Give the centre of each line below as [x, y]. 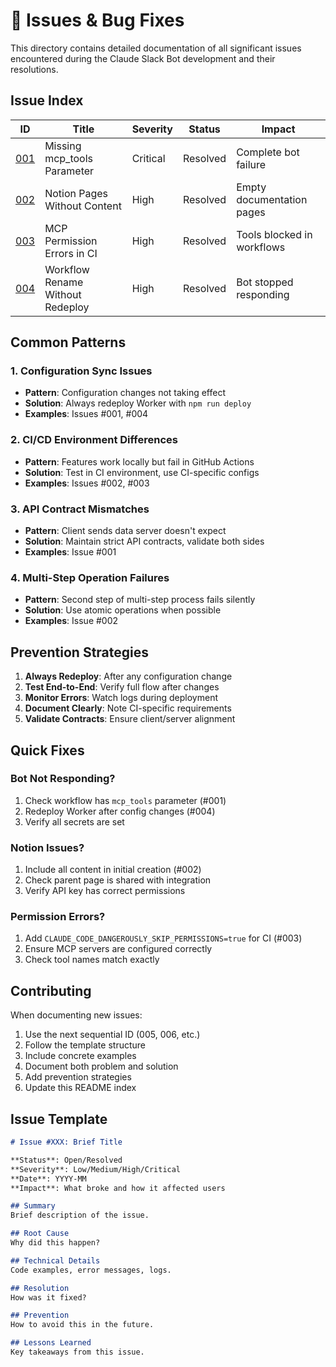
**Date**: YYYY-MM [48, 1179]
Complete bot [268, 152]
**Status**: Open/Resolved [66, 1160]
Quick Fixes [47, 750]
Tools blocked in [274, 234]
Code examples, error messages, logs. [91, 1270]
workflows [261, 247]
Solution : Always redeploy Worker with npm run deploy [138, 403]
